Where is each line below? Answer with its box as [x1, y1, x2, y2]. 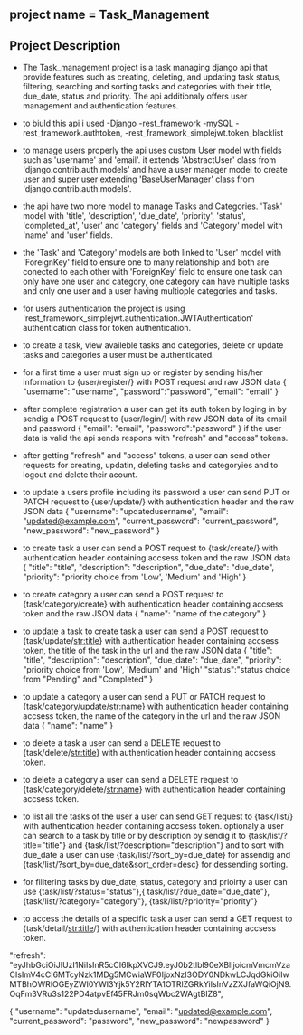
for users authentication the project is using [22, 303, 185, 315]
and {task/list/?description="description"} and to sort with [68, 840, 285, 851]
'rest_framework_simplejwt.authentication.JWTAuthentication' [22, 313, 254, 324]
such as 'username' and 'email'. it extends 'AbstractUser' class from [22, 155, 277, 165]
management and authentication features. [22, 100, 179, 111]
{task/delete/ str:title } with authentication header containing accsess [22, 748, 276, 758]
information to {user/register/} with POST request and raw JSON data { [22, 377, 287, 388]
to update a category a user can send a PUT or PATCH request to [22, 692, 266, 702]
